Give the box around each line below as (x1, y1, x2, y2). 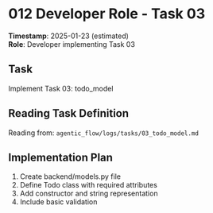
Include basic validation (19, 197, 98, 207)
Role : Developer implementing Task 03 (8, 39, 135, 48)
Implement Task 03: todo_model (8, 83, 114, 93)
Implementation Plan (8, 150, 114, 164)
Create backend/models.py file (19, 172, 122, 181)
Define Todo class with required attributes (19, 180, 157, 190)
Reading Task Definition (8, 106, 130, 120)
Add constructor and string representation (19, 188, 158, 199)
